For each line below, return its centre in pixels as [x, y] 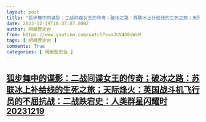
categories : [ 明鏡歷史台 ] [40, 52]
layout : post [23, 12]
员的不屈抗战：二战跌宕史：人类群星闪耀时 [87, 101]
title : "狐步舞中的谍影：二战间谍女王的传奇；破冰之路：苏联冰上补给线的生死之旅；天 [102, 18]
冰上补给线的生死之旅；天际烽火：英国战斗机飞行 [107, 90]
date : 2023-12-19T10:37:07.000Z [48, 23]
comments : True [26, 47]
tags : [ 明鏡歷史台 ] [32, 40]
